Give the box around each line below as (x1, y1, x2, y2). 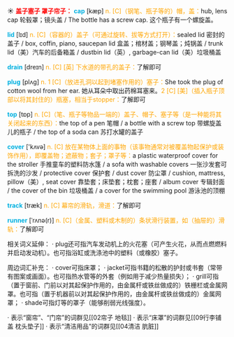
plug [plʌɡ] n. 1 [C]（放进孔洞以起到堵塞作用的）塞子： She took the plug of (7, 78, 224, 86)
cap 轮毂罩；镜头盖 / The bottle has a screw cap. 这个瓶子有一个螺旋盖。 (7, 15, 217, 24)
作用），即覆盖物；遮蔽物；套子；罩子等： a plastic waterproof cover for (13, 151, 219, 160)
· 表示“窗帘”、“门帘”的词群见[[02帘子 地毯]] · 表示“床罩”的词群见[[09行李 (7, 313, 216, 322)
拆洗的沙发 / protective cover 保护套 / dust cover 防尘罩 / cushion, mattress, (7, 169, 226, 177)
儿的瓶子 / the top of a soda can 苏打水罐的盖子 (7, 128, 143, 136)
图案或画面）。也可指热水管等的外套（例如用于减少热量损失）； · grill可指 (13, 273, 219, 280)
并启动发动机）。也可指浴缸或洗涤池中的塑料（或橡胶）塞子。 (7, 249, 182, 256)
